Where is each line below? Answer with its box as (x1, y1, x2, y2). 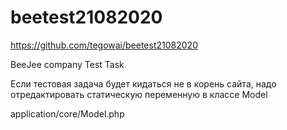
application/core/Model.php (10, 107, 125, 120)
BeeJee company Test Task (10, 58, 125, 70)
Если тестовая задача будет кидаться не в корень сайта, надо (10, 77, 277, 90)
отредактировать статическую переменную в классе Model (10, 88, 268, 100)
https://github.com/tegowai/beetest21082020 (10, 39, 198, 51)
